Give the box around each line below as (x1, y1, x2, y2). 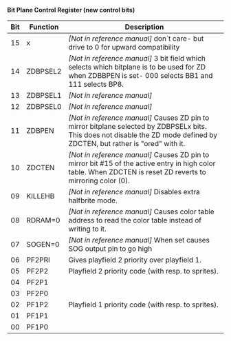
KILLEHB (26, 192, 55, 200)
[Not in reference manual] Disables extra (68, 187, 201, 196)
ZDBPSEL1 (26, 91, 62, 100)
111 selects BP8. (68, 79, 124, 89)
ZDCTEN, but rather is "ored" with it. (68, 139, 186, 148)
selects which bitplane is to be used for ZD (68, 62, 206, 72)
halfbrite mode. (68, 196, 118, 205)
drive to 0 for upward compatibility (68, 43, 180, 52)
